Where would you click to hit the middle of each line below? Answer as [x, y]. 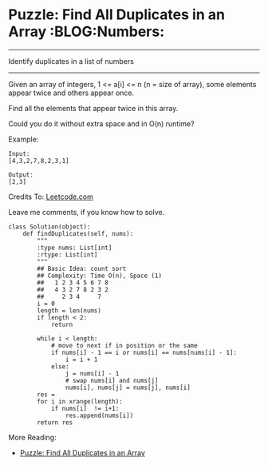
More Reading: [32, 437]
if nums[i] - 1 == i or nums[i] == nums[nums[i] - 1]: [144, 352]
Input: [19, 153]
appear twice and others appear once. [71, 93]
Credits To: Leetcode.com [51, 197]
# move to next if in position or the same [124, 345]
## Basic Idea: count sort [82, 268]
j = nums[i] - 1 [92, 373]
